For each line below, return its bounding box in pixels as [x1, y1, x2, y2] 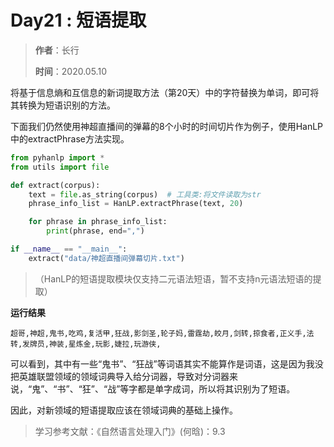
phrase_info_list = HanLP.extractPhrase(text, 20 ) [28, 199, 244, 209]
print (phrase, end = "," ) [46, 226, 145, 236]
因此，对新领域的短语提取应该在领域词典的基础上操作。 [10, 404, 238, 416]
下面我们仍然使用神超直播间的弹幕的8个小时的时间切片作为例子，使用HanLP [10, 120, 324, 132]
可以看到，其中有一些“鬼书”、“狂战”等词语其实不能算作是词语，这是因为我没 [10, 357, 324, 370]
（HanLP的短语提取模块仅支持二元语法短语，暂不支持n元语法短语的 [34, 272, 313, 285]
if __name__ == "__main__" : [10, 244, 128, 255]
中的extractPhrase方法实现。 [10, 132, 130, 145]
